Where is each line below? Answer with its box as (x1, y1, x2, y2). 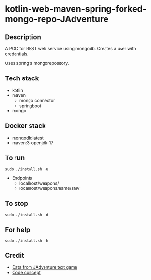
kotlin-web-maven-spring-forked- (5, 3, 147, 15)
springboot (19, 103, 42, 109)
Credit (5, 251, 24, 260)
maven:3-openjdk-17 (12, 140, 54, 146)
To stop (5, 200, 28, 208)
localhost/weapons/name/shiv (19, 186, 80, 191)
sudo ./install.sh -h (5, 238, 49, 243)
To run (5, 154, 25, 162)
